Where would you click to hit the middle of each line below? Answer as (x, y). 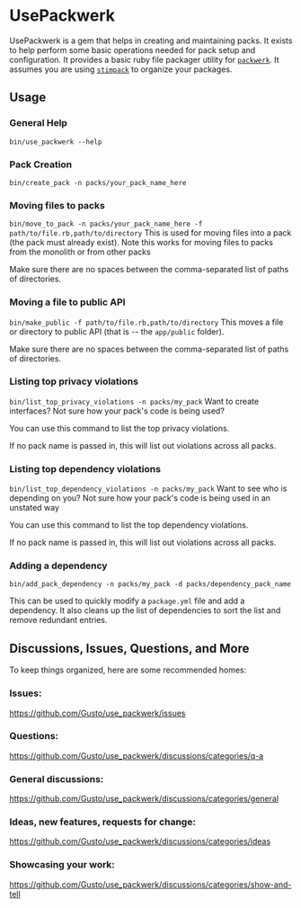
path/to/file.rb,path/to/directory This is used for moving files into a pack (150, 233)
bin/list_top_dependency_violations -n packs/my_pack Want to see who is (148, 489)
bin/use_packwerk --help (56, 142)
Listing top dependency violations (85, 468)
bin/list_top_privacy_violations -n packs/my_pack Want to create (134, 401)
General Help (38, 123)
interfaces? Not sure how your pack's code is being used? (117, 411)
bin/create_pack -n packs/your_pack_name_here (98, 182)
